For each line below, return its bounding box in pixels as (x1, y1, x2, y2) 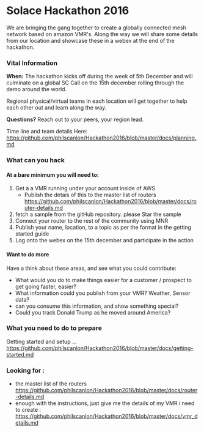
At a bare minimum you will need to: (6, 171, 99, 178)
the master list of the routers (15, 380, 87, 387)
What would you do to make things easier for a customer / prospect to (15, 276, 192, 283)
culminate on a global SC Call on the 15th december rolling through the (6, 79, 184, 86)
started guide (15, 230, 49, 237)
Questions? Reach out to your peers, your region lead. (6, 116, 144, 123)
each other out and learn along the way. (6, 104, 107, 111)
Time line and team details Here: (6, 128, 88, 135)
